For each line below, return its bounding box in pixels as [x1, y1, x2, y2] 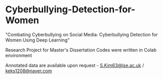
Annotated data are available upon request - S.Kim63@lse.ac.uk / [5, 62, 144, 68]
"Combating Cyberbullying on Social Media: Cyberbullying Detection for [5, 31, 158, 37]
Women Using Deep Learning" [5, 37, 70, 43]
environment [5, 52, 32, 58]
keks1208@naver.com [5, 68, 52, 74]
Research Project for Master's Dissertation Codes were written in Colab [5, 47, 157, 53]
